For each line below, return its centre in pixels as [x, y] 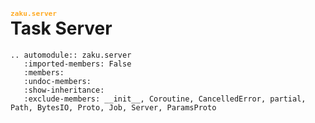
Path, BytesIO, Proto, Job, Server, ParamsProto [113, 107]
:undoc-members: [57, 81]
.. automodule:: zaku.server [71, 55]
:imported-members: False [77, 64]
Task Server [61, 28]
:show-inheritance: [64, 90]
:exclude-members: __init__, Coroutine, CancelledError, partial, [165, 99]
